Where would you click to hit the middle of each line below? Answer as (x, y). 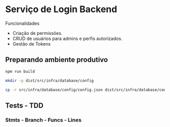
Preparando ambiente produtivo (57, 60)
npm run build (20, 71)
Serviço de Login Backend (61, 9)
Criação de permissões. (37, 33)
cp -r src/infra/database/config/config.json (54, 90)
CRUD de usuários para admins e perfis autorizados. (67, 38)
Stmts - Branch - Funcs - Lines (44, 120)
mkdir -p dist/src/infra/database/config (50, 80)
